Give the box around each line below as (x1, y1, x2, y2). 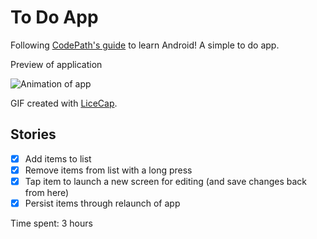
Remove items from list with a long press (24, 164, 193, 176)
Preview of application (10, 58, 103, 70)
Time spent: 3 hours (10, 217, 93, 229)
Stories (10, 126, 57, 143)
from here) (24, 186, 70, 198)
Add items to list (24, 152, 92, 165)
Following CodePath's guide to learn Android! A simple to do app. (10, 39, 280, 51)
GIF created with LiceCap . (10, 97, 118, 109)
